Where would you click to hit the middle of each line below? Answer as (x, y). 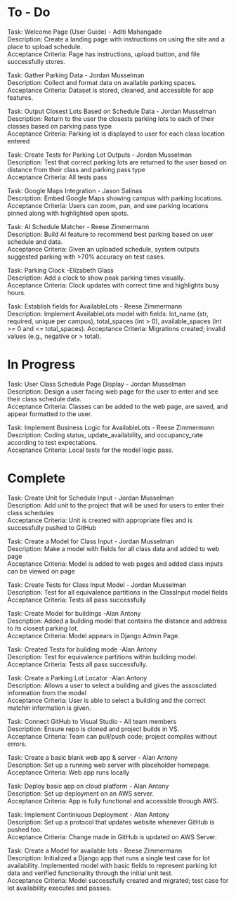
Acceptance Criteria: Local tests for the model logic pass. (91, 450)
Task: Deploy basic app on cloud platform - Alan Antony (88, 786)
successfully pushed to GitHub (52, 527)
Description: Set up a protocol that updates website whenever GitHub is (111, 822)
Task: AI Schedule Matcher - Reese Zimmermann (78, 226)
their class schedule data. (45, 399)
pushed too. (25, 829)
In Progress (41, 364)
